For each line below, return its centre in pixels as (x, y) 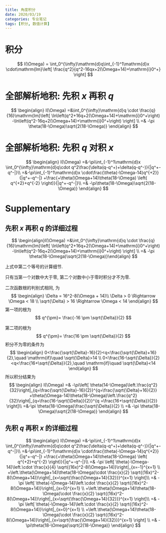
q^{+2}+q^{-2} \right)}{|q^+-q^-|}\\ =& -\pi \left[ (66, 462)
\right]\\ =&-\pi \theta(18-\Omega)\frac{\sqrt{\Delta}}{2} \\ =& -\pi (73, 406)
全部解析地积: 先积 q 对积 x (59, 148)
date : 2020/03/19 (23, 14)
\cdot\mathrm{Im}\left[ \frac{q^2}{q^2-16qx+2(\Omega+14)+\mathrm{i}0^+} (83, 69)
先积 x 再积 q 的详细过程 (42, 228)
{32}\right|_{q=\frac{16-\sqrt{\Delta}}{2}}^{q (55, 401)
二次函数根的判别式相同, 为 (32, 288)
